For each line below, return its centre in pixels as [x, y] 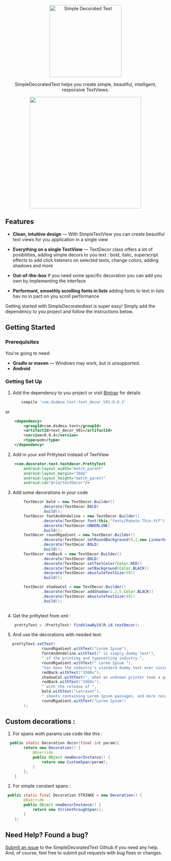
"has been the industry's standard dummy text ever [97, 668]
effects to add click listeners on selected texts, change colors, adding [85, 260]
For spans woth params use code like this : [58, 734]
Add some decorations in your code [50, 492]
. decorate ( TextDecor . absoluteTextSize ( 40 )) [89, 596]
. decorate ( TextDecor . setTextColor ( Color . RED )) [92, 563]
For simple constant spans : [42, 786]
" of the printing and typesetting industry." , [93, 658]
